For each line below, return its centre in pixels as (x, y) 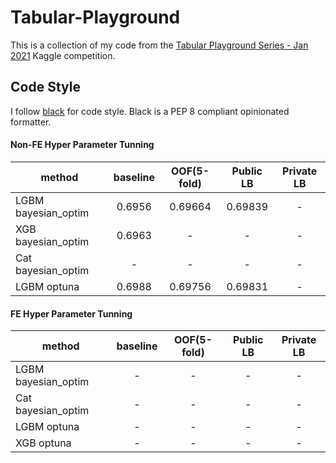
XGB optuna (43, 443)
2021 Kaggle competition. (63, 55)
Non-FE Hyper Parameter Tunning (82, 145)
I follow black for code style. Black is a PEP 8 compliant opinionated (150, 111)
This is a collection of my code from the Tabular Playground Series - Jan (159, 45)
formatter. (31, 122)
